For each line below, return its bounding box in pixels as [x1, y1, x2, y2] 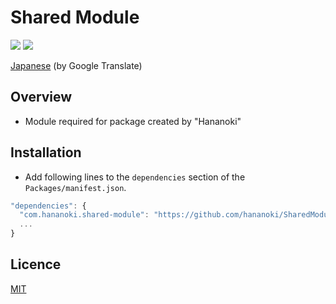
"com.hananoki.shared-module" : [19, 210, 150, 220]
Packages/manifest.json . [24, 181, 127, 193]
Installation [10, 144, 82, 161]
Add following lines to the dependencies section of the [24, 171, 246, 183]
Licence [10, 256, 62, 273]
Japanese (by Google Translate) [10, 59, 143, 71]
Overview [10, 89, 73, 106]
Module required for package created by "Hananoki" [24, 115, 242, 127]
